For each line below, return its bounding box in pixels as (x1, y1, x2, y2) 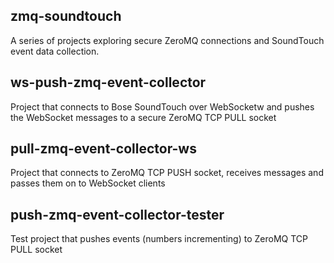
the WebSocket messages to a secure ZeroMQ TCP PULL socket (10, 111, 277, 123)
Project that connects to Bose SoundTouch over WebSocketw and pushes (10, 100, 315, 113)
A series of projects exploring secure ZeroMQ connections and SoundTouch (10, 34, 325, 46)
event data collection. (10, 45, 100, 57)
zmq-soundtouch (10, 8, 122, 25)
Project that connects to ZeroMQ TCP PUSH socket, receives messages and (10, 167, 324, 179)
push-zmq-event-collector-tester (10, 206, 225, 223)
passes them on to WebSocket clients (10, 177, 166, 189)
